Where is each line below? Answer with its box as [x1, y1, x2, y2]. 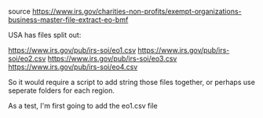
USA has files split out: [8, 31, 82, 39]
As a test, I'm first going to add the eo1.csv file [8, 101, 159, 110]
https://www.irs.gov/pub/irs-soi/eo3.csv [47, 54, 177, 63]
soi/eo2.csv [8, 54, 46, 63]
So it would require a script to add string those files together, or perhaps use [8, 78, 255, 87]
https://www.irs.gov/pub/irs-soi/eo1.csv [8, 46, 137, 54]
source [8, 7, 31, 16]
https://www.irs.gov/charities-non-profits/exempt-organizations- [32, 7, 242, 16]
